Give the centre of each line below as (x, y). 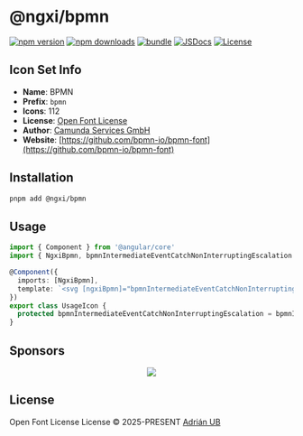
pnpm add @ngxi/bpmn (48, 199)
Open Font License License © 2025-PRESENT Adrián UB (115, 422)
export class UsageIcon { (58, 306)
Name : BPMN (48, 91)
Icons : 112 (41, 111)
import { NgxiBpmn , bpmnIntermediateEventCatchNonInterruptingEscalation (151, 256)
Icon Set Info (46, 70)
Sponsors (37, 351)
